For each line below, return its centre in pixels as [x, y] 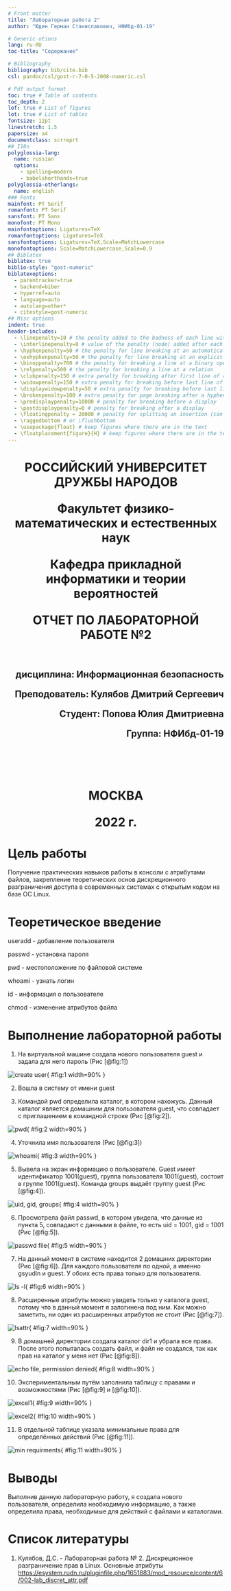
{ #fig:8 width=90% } [124, 1369]
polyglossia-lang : [34, 153]
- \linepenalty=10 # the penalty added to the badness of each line [114, 338]
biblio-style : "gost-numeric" [51, 268]
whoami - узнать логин [41, 981]
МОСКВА [116, 795]
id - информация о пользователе [56, 994]
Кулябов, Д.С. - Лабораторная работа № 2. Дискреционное [105, 1558]
